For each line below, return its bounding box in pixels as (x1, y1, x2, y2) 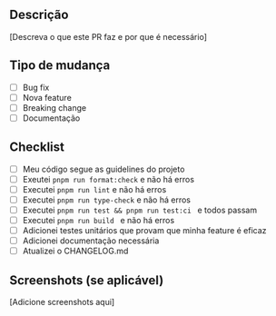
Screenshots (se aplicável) (9, 272, 164, 288)
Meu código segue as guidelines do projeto (22, 163, 185, 174)
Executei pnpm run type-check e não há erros (22, 194, 191, 205)
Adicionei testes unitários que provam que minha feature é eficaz (22, 225, 267, 236)
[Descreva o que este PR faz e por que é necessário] (9, 31, 207, 42)
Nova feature (22, 92, 73, 103)
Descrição (9, 7, 69, 23)
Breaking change (22, 102, 87, 113)
